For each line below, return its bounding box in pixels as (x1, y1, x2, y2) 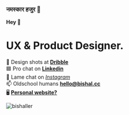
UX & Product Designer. (6, 39, 124, 52)
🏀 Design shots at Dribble (6, 59, 69, 66)
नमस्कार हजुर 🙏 (6, 5, 41, 13)
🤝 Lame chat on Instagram (6, 73, 71, 81)
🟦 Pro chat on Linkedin (6, 65, 64, 72)
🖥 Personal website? (6, 89, 58, 96)
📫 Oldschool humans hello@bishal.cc (6, 80, 101, 87)
